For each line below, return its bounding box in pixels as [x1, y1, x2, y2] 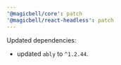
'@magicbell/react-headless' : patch [6, 17, 114, 24]
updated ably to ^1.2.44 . [16, 50, 89, 58]
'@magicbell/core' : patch [6, 10, 82, 17]
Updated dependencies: [6, 36, 77, 44]
